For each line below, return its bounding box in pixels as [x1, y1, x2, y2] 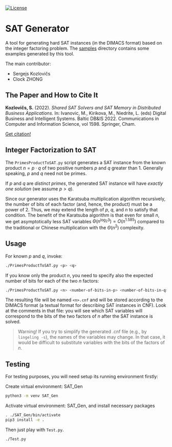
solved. [5, 319, 21, 325]
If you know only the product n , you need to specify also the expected [5, 272, 154, 278]
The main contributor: [5, 61, 51, 67]
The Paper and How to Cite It [5, 91, 98, 100]
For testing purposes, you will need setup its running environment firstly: [5, 374, 159, 380]
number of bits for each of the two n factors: [5, 278, 99, 284]
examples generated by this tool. [5, 50, 74, 56]
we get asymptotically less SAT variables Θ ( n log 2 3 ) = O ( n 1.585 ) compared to [5, 217, 165, 224]
